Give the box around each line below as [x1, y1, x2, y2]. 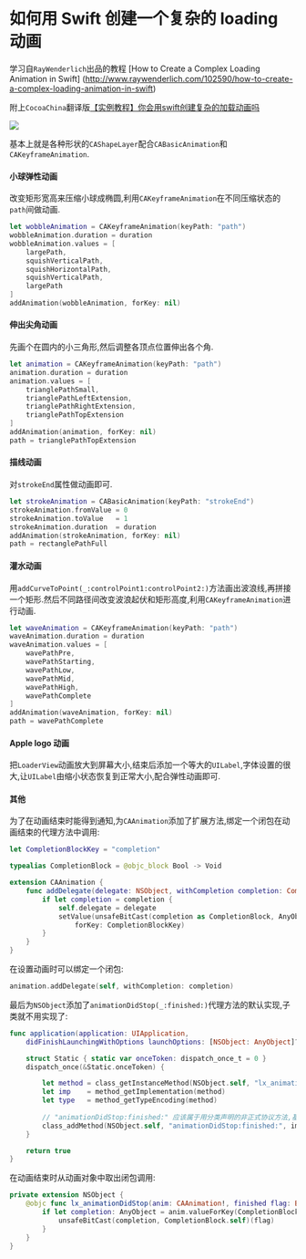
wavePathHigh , [25, 682, 79, 692]
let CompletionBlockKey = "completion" [9, 845, 161, 854]
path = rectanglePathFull [9, 539, 107, 548]
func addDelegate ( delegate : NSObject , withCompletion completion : [25, 887, 283, 896]
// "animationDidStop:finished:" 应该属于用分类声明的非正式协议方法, [42, 1112, 292, 1122]
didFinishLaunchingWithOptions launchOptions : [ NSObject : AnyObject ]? [25, 1037, 300, 1046]
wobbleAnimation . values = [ [9, 239, 117, 248]
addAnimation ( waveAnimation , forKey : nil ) [9, 708, 173, 717]
